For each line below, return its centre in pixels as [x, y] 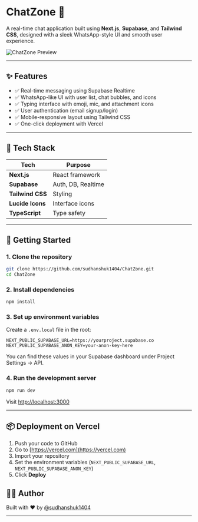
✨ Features [27, 76]
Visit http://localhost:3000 [38, 402]
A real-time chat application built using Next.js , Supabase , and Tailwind [94, 28]
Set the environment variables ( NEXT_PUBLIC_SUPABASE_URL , [85, 462]
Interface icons [73, 203]
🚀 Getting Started [39, 240]
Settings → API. [25, 363]
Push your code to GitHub [46, 444]
